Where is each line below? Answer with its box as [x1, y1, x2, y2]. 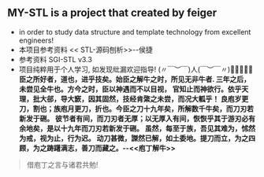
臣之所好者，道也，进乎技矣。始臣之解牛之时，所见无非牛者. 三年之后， [18, 74, 251, 83]
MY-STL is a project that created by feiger [7, 6, 218, 20]
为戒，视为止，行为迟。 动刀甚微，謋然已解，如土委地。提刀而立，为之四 [18, 133, 256, 142]
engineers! [18, 35, 54, 45]
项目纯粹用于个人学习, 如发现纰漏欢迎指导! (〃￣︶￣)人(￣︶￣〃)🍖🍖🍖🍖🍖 [18, 65, 254, 74]
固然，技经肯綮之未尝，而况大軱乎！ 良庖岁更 [101, 94, 249, 103]
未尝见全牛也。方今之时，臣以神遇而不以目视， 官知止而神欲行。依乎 [18, 84, 242, 94]
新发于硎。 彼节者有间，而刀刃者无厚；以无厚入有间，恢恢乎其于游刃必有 [18, 113, 256, 123]
